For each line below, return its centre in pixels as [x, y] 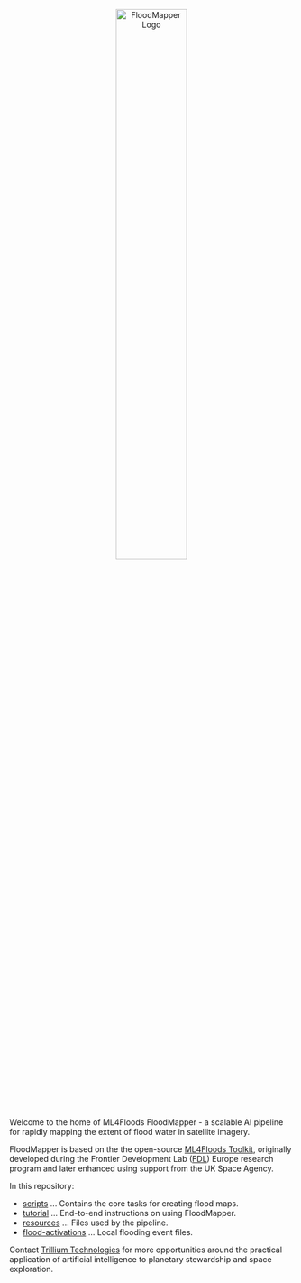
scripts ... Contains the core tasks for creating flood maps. [130, 1204]
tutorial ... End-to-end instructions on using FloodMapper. [129, 1213]
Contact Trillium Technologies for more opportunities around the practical [146, 1250]
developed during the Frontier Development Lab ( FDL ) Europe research [141, 1159]
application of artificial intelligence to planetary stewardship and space [141, 1259]
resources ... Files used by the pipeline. [95, 1223]
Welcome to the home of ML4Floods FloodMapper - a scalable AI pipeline [146, 1122]
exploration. [32, 1269]
